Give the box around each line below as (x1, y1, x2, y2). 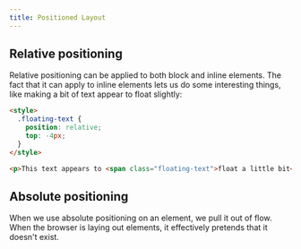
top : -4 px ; (25, 132, 66, 141)
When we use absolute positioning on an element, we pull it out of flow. (9, 212, 272, 224)
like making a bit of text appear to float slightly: (9, 89, 183, 99)
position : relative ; (25, 123, 102, 133)
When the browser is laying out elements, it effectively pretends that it (9, 222, 268, 233)
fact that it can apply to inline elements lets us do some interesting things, (9, 80, 281, 90)
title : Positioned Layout (9, 13, 106, 22)
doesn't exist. (9, 232, 60, 243)
